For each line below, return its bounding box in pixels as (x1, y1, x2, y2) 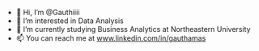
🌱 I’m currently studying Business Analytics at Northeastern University (15, 25, 251, 33)
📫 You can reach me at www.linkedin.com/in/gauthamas (15, 33, 206, 43)
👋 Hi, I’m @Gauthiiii (15, 8, 80, 17)
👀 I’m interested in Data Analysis (15, 16, 124, 25)
